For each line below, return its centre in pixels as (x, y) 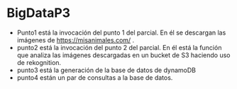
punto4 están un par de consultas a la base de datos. (95, 77)
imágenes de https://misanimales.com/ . (76, 40)
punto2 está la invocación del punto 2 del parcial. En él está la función (119, 47)
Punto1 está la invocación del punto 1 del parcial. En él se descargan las (121, 32)
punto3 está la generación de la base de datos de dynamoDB (106, 70)
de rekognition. (39, 62)
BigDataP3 (39, 13)
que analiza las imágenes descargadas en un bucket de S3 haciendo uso (123, 55)
